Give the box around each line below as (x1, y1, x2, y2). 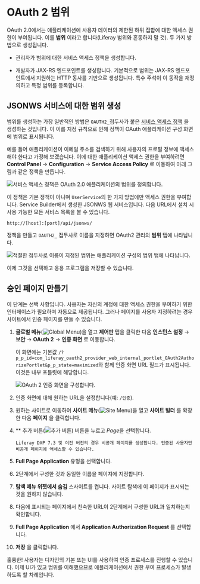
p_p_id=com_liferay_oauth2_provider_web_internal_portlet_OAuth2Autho (15, 355, 195, 361)
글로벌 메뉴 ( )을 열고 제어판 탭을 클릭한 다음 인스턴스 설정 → (15, 328, 190, 335)
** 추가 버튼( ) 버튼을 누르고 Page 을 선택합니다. (15, 427, 151, 434)
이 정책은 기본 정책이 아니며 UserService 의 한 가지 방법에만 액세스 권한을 (7, 193, 176, 200)
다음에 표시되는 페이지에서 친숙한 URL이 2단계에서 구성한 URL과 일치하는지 (15, 503, 190, 510)
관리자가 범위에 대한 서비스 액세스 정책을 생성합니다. (15, 54, 136, 61)
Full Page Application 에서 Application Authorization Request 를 (15, 523, 176, 530)
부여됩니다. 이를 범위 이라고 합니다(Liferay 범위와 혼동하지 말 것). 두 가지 (17, 33, 186, 41)
